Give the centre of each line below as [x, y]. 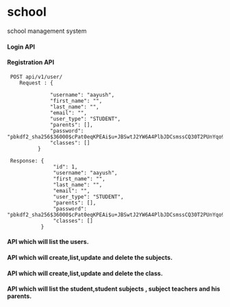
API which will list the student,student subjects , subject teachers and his [114, 289]
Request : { [36, 83]
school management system [47, 31]
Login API [21, 47]
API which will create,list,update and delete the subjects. [90, 257]
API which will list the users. [48, 242]
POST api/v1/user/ [36, 77]
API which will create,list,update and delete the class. [85, 273]
